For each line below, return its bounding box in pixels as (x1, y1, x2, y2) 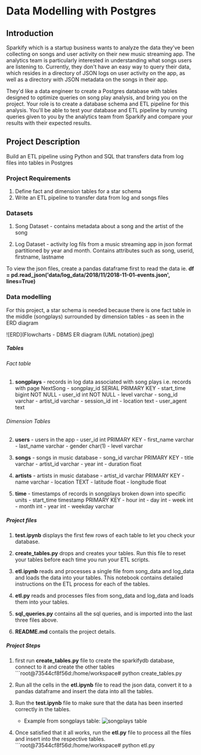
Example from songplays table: (23, 717, 101, 724)
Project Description (6, 137, 80, 147)
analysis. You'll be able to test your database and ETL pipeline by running (6, 107, 188, 113)
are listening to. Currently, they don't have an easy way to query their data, (6, 63, 191, 70)
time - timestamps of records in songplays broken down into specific (14, 490, 186, 498)
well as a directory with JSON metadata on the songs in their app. (6, 76, 169, 83)
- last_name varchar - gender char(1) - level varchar (14, 442, 143, 450)
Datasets (6, 209, 33, 217)
